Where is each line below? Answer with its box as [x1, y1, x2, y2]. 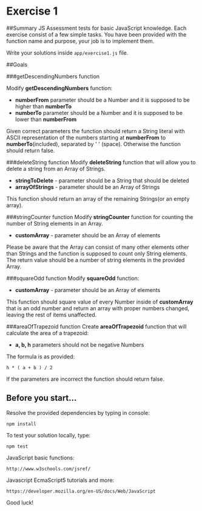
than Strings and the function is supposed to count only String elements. [6, 249, 187, 257]
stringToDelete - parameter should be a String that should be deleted [15, 176, 189, 184]
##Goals [6, 61, 28, 68]
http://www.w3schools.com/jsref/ [6, 465, 91, 472]
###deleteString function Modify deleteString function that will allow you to [6, 158, 196, 165]
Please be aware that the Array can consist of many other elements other [6, 243, 189, 251]
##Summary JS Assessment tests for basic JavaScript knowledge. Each [6, 24, 187, 32]
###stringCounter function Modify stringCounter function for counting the [6, 213, 194, 220]
